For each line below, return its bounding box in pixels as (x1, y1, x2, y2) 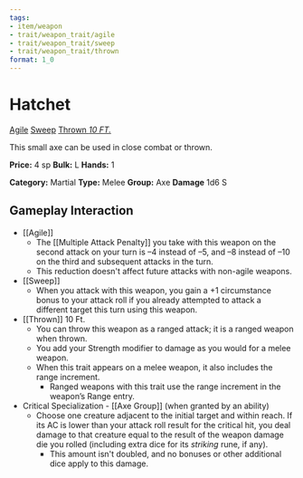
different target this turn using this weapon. (35, 304, 198, 315)
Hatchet (9, 94, 71, 115)
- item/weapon (9, 22, 63, 31)
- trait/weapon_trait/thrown (9, 47, 119, 56)
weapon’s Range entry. (49, 390, 136, 401)
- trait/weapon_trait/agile (9, 30, 116, 39)
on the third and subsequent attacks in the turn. (35, 255, 214, 267)
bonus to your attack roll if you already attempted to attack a (35, 294, 262, 305)
